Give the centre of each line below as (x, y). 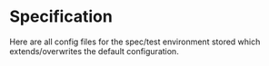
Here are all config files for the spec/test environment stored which (135, 42)
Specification (61, 17)
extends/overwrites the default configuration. (94, 51)
